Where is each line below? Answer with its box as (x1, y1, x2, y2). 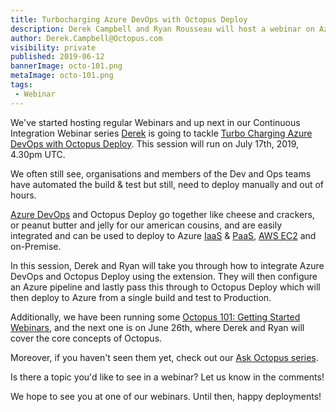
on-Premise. (10, 240, 62, 252)
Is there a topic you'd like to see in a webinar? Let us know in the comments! (10, 371, 325, 383)
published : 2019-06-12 (10, 52, 105, 62)
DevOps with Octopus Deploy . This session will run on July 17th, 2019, (10, 137, 300, 150)
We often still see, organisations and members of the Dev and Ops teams (10, 167, 312, 180)
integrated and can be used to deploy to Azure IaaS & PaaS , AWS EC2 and (10, 229, 317, 241)
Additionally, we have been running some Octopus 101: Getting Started (10, 311, 301, 323)
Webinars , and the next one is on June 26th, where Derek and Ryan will (10, 321, 305, 333)
